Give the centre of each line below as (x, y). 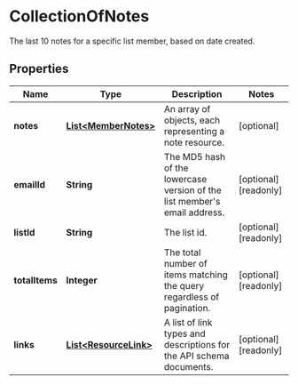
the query (184, 285)
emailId (30, 184)
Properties (39, 69)
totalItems (35, 280)
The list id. (185, 232)
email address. (194, 213)
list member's (192, 201)
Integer (82, 280)
